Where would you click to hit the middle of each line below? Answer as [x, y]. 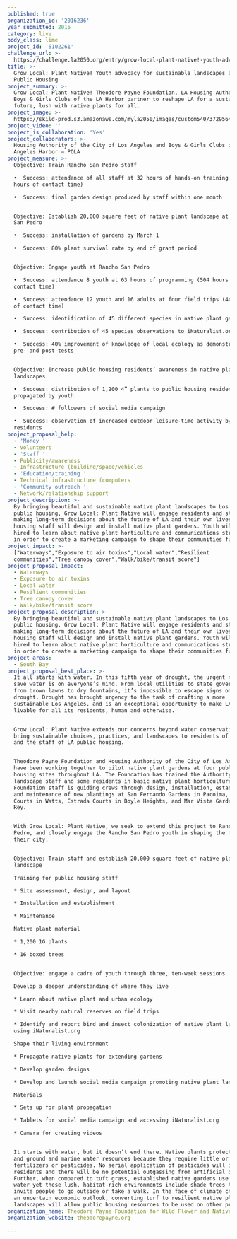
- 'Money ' [30, 441]
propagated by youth [44, 396]
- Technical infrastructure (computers [72, 481]
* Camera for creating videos [58, 1133]
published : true [31, 14]
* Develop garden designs [52, 1069]
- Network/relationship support [61, 493]
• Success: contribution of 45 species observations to [99, 332]
